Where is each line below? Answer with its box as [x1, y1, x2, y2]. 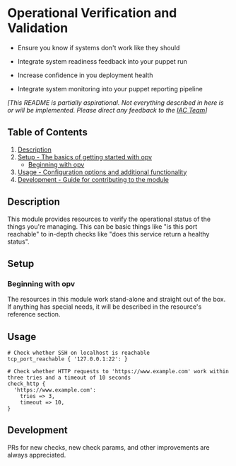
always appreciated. [7, 450, 66, 459]
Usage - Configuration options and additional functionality [17, 168, 187, 176]
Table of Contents [7, 126, 88, 139]
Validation [7, 20, 69, 36]
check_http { [7, 380, 46, 387]
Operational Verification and [7, 5, 177, 21]
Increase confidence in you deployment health [17, 71, 153, 79]
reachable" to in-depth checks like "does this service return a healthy [7, 229, 210, 238]
